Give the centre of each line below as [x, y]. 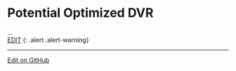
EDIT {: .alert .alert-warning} [48, 39]
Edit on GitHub [28, 60]
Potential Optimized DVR [80, 13]
